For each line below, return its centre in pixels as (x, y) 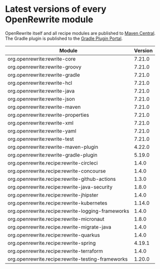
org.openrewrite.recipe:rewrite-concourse (57, 171)
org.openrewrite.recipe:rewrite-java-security (60, 187)
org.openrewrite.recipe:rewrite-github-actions (62, 179)
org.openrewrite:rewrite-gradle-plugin (52, 155)
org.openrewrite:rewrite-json (41, 99)
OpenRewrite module (49, 19)
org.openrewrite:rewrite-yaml (42, 131)
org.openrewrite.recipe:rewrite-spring (52, 243)
